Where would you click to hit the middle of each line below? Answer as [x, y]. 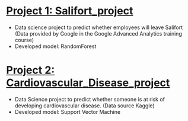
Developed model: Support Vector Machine [67, 112]
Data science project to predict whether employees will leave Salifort [98, 27]
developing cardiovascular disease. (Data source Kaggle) [85, 106]
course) [24, 40]
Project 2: [31, 70]
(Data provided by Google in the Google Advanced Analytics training [98, 33]
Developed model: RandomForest [55, 46]
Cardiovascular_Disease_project [88, 83]
